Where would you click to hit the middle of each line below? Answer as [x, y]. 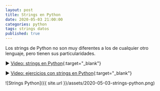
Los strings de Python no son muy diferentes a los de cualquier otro [77, 48]
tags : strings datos [27, 29]
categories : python [26, 24]
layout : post [19, 10]
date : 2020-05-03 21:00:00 [34, 19]
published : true [23, 34]
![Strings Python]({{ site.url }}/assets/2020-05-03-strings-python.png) [80, 83]
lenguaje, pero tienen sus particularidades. [51, 53]
